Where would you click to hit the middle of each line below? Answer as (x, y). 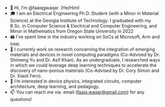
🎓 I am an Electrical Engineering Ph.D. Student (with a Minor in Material (84, 13)
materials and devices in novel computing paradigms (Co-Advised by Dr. (85, 54)
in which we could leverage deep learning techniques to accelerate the (83, 65)
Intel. (15, 44)
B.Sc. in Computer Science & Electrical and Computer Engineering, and (83, 26)
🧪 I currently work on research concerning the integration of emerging (82, 49)
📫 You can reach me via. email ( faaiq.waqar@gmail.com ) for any (77, 92)
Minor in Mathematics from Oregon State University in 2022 (72, 31)
